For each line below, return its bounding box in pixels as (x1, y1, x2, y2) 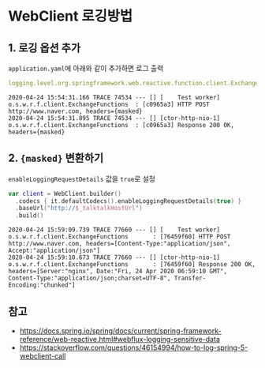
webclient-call (19, 351, 66, 360)
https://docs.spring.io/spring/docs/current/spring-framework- (19, 326, 222, 336)
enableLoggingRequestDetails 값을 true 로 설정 (8, 174, 156, 183)
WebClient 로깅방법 (8, 7, 132, 25)
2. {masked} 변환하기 (8, 152, 104, 165)
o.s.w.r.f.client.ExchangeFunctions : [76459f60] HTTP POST (8, 233, 231, 241)
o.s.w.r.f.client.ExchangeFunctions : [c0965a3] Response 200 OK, (8, 121, 235, 129)
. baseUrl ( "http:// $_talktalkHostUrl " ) (15, 205, 144, 212)
